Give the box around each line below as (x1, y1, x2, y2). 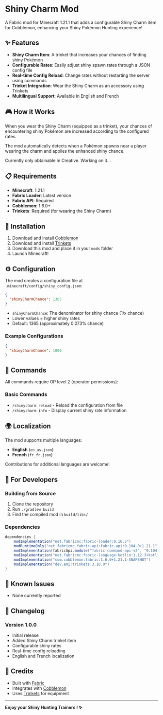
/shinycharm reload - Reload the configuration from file (12, 402, 123, 408)
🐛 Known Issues (5, 580, 55, 588)
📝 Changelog (5, 607, 45, 615)
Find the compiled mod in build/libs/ (12, 512, 88, 518)
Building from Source (5, 490, 56, 497)
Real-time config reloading (12, 648, 65, 654)
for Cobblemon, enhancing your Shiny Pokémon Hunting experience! (5, 24, 143, 30)
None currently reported (12, 592, 61, 599)
